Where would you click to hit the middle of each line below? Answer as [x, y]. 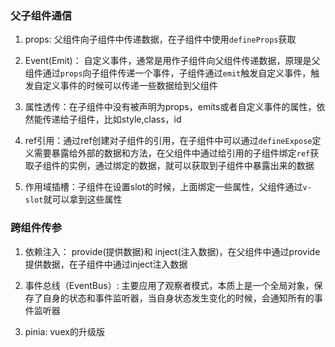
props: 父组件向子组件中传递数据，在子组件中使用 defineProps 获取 [160, 39]
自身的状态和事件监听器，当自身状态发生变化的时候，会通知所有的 [178, 298]
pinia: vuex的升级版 [64, 331]
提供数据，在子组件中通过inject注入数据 [106, 264]
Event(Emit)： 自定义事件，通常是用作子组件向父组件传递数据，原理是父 [172, 61]
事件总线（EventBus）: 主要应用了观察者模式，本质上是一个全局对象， [169, 285]
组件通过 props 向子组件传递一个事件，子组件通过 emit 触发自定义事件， [168, 73]
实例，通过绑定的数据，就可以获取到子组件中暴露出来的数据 [191, 166]
